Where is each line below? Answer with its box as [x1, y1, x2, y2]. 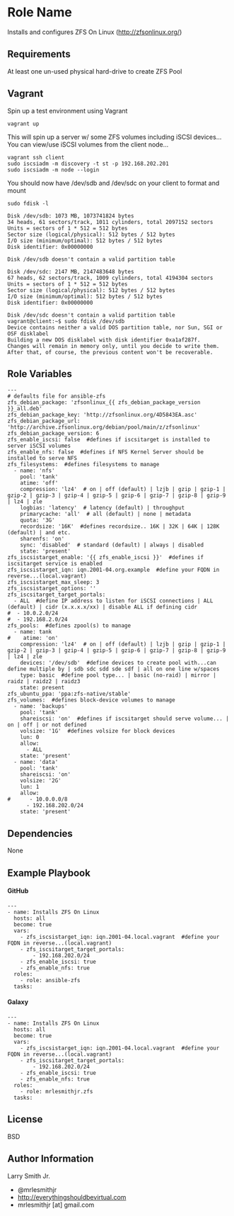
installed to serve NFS [7, 455, 78, 462]
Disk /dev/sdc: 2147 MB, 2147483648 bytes [7, 268, 134, 275]
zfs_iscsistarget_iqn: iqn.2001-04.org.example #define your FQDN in [7, 566, 220, 574]
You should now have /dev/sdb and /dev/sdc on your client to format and [7, 179, 220, 187]
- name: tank [13, 629, 52, 636]
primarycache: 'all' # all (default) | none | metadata [20, 511, 192, 518]
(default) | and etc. [7, 529, 71, 536]
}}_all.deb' [7, 405, 42, 412]
